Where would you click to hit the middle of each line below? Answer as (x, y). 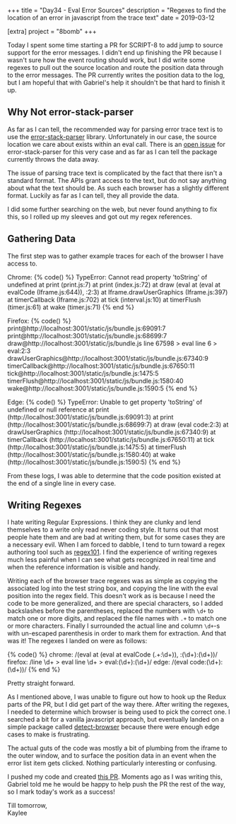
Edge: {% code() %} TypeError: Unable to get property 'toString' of (105, 402)
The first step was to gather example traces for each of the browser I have (116, 256)
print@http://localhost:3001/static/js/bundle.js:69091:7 (87, 328)
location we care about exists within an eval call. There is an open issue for (117, 144)
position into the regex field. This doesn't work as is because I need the (111, 596)
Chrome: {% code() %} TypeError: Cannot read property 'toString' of (107, 277)
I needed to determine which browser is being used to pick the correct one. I (119, 712)
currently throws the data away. (54, 159)
